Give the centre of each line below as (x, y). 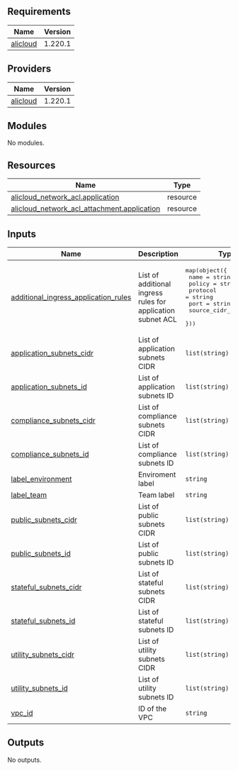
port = (199, 304)
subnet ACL (157, 319)
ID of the (152, 709)
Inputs (22, 234)
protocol (203, 290)
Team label (156, 495)
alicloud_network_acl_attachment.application (86, 209)
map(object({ (206, 271)
